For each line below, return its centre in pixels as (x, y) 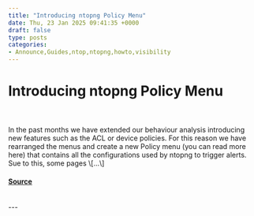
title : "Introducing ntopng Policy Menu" (77, 15)
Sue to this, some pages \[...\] (56, 163)
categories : (28, 45)
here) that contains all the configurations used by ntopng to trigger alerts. (127, 155)
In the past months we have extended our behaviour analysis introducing (127, 129)
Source (21, 181)
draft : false (30, 30)
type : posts (28, 37)
